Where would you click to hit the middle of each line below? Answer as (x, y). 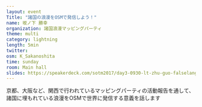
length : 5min (23, 45)
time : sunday (23, 62)
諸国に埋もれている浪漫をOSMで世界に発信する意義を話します (83, 98)
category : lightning (32, 39)
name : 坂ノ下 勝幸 (27, 23)
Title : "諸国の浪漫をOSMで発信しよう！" (52, 17)
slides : (16, 73)
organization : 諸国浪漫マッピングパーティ (54, 28)
